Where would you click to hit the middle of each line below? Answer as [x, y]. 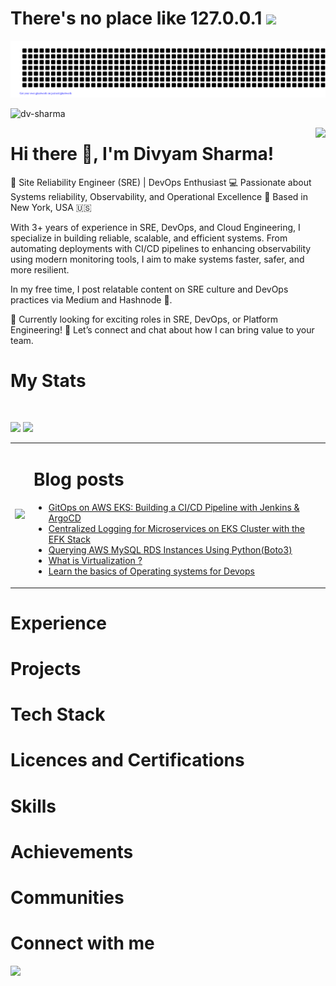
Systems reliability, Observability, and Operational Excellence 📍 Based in [159, 196]
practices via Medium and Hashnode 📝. [91, 299]
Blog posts [79, 479]
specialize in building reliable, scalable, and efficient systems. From [149, 238]
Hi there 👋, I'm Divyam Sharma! [142, 153]
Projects [46, 669]
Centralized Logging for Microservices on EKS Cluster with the [176, 529]
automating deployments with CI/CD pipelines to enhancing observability [161, 248]
